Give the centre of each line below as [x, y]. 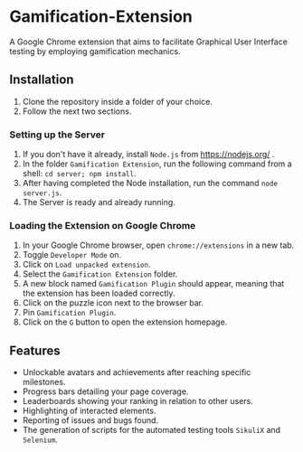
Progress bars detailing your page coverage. [105, 391]
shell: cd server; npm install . [79, 174]
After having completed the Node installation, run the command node [150, 184]
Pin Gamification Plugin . [69, 313]
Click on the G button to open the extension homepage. [125, 322]
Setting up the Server [57, 135]
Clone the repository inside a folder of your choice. [117, 101]
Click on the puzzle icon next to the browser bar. [113, 303]
